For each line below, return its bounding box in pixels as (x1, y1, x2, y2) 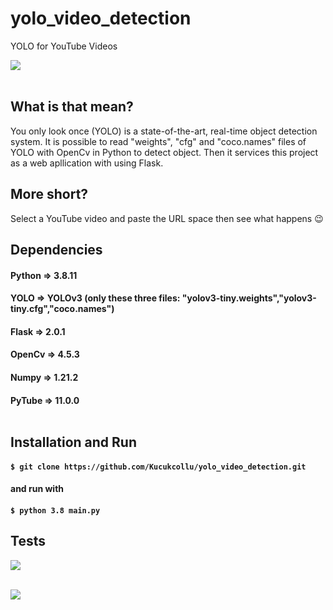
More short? (10, 186, 89, 203)
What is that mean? (10, 98, 134, 116)
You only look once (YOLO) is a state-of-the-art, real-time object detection (10, 125, 318, 137)
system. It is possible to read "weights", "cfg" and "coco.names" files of (10, 135, 307, 147)
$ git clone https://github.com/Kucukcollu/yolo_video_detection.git (10, 462, 307, 472)
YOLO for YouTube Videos (10, 40, 118, 52)
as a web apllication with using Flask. (10, 157, 164, 169)
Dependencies (10, 241, 103, 258)
